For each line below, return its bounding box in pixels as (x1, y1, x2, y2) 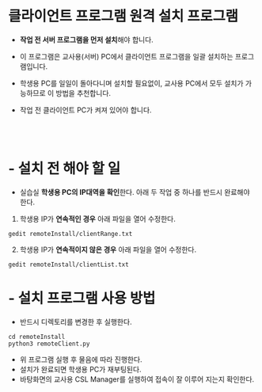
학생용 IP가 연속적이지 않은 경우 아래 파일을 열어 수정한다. (19, 245, 196, 254)
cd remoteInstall (8, 333, 66, 341)
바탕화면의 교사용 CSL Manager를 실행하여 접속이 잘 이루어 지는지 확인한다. (19, 374, 255, 384)
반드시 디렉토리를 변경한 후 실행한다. (19, 317, 132, 326)
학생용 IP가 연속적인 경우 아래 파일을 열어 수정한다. (19, 214, 176, 223)
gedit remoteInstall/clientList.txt (8, 261, 129, 268)
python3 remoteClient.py (8, 340, 90, 348)
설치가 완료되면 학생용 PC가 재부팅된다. (19, 364, 142, 374)
